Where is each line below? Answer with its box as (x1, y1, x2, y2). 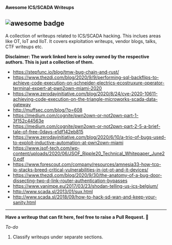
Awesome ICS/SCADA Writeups (5, 5, 74, 10)
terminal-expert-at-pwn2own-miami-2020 (12, 85, 102, 91)
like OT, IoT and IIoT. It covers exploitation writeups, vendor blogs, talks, (5, 38, 157, 44)
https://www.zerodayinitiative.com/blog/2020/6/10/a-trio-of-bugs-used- (12, 134, 166, 140)
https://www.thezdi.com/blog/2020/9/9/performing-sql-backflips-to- (12, 74, 159, 80)
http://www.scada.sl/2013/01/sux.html (12, 188, 93, 194)
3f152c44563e (12, 118, 45, 124)
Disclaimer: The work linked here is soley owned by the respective (5, 53, 149, 59)
